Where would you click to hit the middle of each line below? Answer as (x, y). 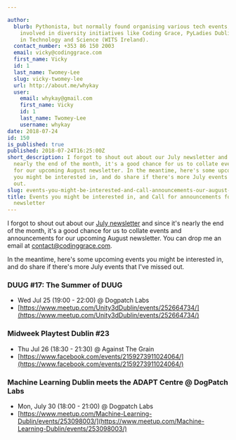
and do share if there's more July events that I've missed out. (96, 267)
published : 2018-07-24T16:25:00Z (56, 151)
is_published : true (36, 144)
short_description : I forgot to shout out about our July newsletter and (118, 158)
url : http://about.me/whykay (56, 85)
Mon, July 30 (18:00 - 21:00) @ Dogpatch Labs (85, 406)
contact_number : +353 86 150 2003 (64, 46)
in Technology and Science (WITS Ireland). (85, 39)
